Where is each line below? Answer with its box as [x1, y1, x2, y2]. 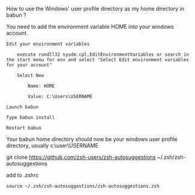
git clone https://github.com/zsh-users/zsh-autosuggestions [6, 154, 156, 161]
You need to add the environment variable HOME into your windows [6, 23, 174, 30]
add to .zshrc [6, 172, 39, 179]
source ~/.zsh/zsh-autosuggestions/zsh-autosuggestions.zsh [6, 183, 160, 189]
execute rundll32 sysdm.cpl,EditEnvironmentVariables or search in [17, 52, 189, 58]
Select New [17, 73, 44, 79]
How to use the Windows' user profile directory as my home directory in [6, 5, 185, 12]
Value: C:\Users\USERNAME [28, 94, 93, 100]
